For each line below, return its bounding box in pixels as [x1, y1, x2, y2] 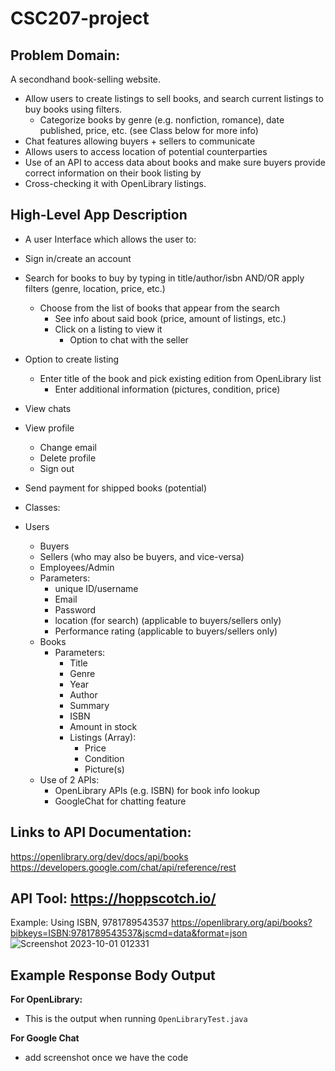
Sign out [39, 462, 75, 474]
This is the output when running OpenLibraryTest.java [24, 1013, 248, 1025]
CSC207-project [10, 7, 150, 30]
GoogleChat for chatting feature [54, 795, 187, 807]
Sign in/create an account [24, 252, 132, 264]
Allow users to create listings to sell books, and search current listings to [24, 93, 324, 104]
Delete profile [39, 452, 97, 464]
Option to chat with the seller [69, 333, 189, 346]
